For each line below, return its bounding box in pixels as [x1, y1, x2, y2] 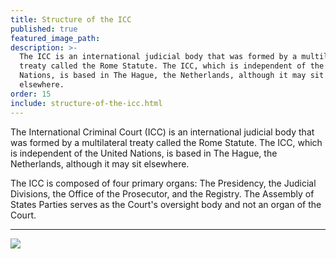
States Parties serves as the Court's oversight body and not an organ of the [10, 198, 322, 210]
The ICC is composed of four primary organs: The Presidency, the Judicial [10, 177, 317, 189]
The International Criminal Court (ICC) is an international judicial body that [10, 126, 315, 138]
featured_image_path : [10, 33, 101, 43]
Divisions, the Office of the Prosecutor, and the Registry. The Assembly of [10, 187, 315, 200]
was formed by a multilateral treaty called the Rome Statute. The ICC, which [10, 136, 323, 148]
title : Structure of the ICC [10, 14, 132, 25]
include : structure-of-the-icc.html [10, 98, 163, 108]
